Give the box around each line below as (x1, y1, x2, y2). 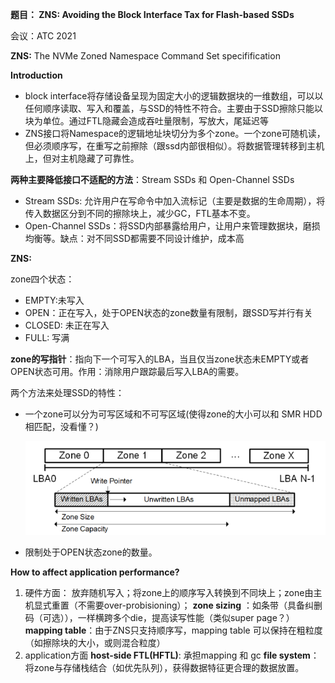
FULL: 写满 (24, 332, 70, 343)
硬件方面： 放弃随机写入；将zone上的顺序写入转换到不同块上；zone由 (24, 587, 314, 599)
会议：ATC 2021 (10, 30, 77, 42)
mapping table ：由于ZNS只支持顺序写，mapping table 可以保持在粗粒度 (24, 624, 323, 637)
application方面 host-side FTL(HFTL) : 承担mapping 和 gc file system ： (24, 649, 320, 662)
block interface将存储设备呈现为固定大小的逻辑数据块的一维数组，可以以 (24, 90, 324, 102)
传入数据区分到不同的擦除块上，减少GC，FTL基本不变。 (24, 208, 256, 219)
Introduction (10, 69, 63, 81)
